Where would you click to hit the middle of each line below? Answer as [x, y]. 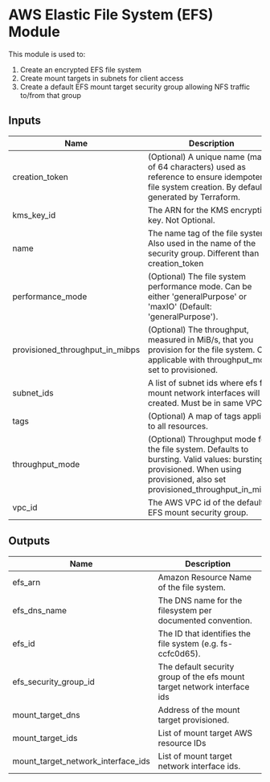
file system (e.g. [188, 643]
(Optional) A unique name [196, 157]
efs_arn [27, 582]
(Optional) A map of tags [194, 416]
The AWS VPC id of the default [205, 502]
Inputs [25, 121]
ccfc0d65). [179, 653]
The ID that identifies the [205, 633]
